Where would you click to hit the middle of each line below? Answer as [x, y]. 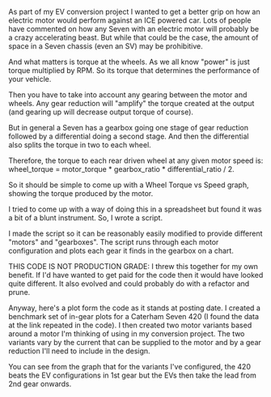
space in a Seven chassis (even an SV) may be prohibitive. [106, 46]
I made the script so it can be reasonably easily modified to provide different [135, 233]
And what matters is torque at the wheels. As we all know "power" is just [129, 62]
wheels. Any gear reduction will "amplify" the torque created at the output [131, 103]
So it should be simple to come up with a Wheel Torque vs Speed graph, [129, 185]
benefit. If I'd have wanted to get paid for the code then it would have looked [136, 275]
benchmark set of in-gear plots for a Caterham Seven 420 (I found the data [134, 316]
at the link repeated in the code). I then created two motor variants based [130, 325]
